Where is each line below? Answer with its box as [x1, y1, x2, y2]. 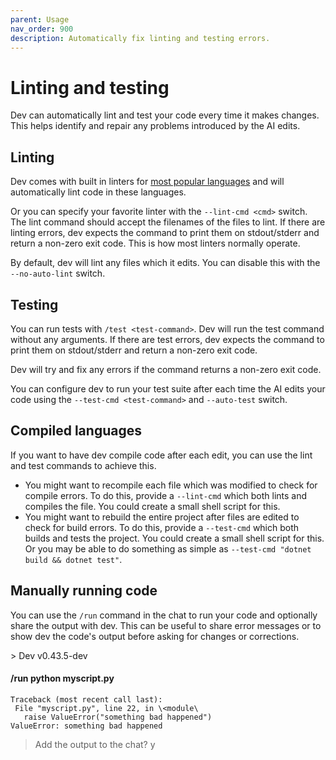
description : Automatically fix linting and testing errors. [10, 33, 271, 43]
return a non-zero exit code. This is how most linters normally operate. [10, 237, 301, 250]
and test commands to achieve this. [10, 459, 157, 471]
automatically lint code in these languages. [10, 186, 187, 198]
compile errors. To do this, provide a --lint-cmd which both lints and [24, 489, 308, 501]
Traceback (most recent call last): [10, 694, 163, 705]
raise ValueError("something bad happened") [23, 712, 213, 722]
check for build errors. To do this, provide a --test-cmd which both [24, 521, 300, 533]
